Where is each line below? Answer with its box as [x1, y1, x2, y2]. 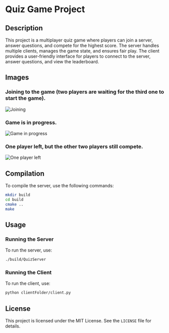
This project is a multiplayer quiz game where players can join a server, [5, 37, 153, 43]
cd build [5, 197, 24, 202]
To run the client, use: [5, 280, 50, 286]
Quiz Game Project [5, 4, 85, 15]
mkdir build [5, 192, 30, 198]
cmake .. [5, 201, 24, 207]
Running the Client [5, 269, 52, 276]
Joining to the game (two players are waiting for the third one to [5, 89, 164, 96]
